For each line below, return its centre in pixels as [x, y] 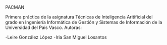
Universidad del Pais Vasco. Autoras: [44, 27]
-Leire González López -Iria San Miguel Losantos [56, 37]
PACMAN [15, 7]
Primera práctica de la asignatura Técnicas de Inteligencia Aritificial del [79, 17]
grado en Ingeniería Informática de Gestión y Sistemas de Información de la [84, 22]
